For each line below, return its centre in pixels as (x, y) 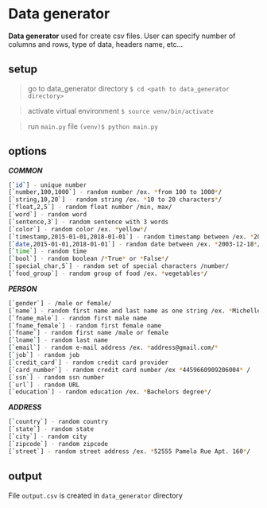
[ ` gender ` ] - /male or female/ (60, 303)
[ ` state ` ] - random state (51, 429)
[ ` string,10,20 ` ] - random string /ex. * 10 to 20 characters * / (115, 200)
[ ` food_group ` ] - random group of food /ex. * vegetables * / (108, 274)
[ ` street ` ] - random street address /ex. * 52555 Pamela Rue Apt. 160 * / (129, 451)
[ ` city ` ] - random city (48, 437)
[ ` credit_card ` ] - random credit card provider (89, 363)
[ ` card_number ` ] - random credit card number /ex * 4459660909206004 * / (129, 370)
